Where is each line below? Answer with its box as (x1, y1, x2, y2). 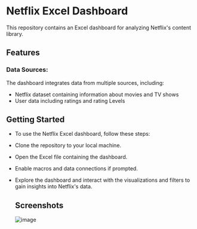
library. (6, 30, 24, 37)
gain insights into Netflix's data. (14, 183, 93, 190)
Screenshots (14, 200, 64, 210)
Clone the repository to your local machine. (14, 142, 121, 149)
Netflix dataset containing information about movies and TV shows (14, 91, 179, 98)
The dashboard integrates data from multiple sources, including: (6, 79, 164, 86)
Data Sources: (6, 66, 48, 74)
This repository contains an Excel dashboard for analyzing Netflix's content (6, 24, 192, 31)
